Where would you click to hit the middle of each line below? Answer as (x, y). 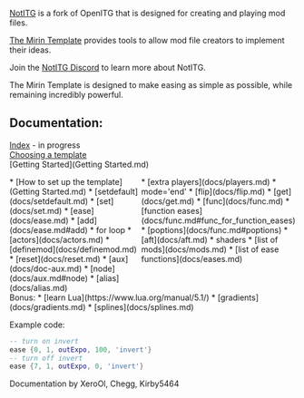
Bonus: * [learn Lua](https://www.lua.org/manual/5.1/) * (113, 297)
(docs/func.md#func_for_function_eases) (219, 220)
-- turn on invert (44, 341)
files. (19, 23)
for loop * (113, 229)
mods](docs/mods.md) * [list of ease (210, 249)
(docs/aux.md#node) (49, 278)
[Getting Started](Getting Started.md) (79, 164)
